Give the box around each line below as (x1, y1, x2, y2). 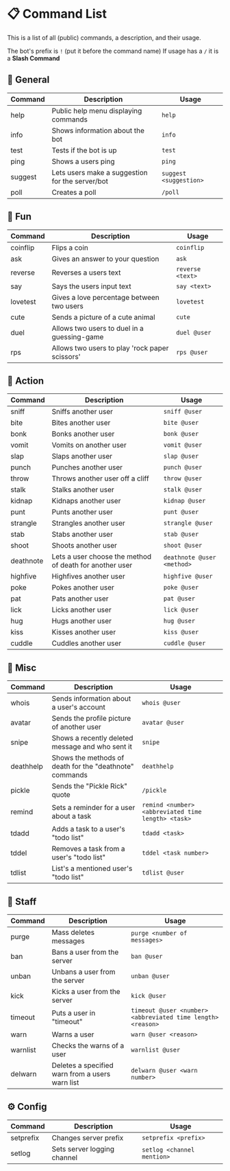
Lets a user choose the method (51, 552, 152, 561)
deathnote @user (163, 554, 217, 561)
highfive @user (163, 572, 214, 581)
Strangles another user (51, 518, 125, 528)
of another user (51, 722, 101, 732)
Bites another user (51, 418, 111, 428)
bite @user (163, 419, 199, 427)
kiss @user (163, 628, 199, 636)
